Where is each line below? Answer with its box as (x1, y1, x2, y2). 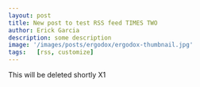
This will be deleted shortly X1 (8, 70, 106, 79)
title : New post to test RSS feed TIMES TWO (8, 19, 158, 27)
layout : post (8, 11, 52, 20)
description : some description (8, 33, 112, 42)
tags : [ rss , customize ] (8, 48, 94, 56)
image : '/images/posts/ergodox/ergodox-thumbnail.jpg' (8, 41, 194, 49)
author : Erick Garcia (8, 26, 80, 34)
